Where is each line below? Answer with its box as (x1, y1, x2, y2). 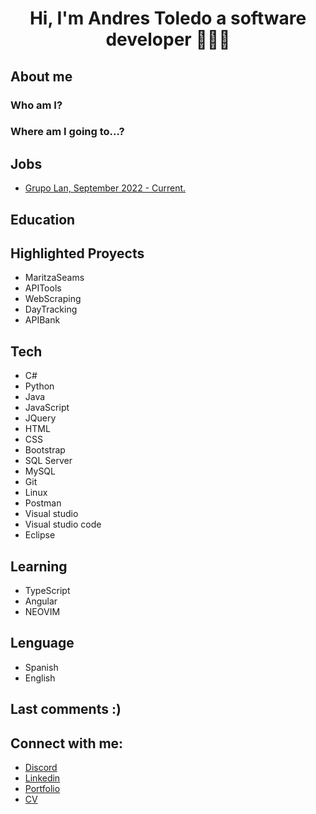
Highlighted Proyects (10, 245, 145, 262)
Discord (24, 762, 58, 774)
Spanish (24, 661, 59, 673)
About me (10, 68, 73, 85)
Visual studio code (24, 518, 102, 531)
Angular (24, 595, 58, 607)
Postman (24, 497, 62, 509)
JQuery (24, 412, 57, 424)
